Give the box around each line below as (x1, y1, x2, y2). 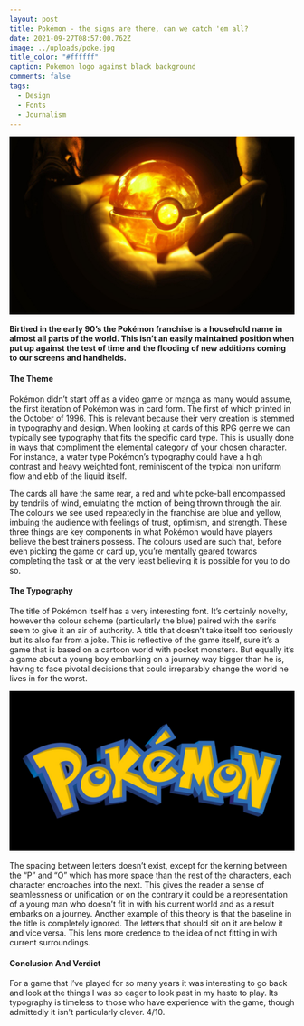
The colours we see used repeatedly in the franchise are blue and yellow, (9, 507, 282, 518)
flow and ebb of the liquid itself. (9, 470, 128, 481)
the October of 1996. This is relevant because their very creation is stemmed (9, 413, 295, 423)
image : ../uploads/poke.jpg (9, 43, 116, 52)
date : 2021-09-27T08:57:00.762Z (9, 33, 131, 43)
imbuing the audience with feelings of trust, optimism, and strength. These (9, 517, 288, 527)
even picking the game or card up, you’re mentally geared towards (9, 546, 258, 556)
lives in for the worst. (9, 672, 88, 683)
